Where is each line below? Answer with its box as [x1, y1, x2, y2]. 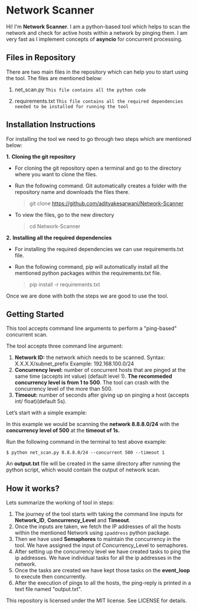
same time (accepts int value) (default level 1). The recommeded [14, 372, 172, 380]
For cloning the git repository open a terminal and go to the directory [14, 164, 182, 172]
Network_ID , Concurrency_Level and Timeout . [14, 517, 131, 524]
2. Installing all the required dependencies [6, 234, 112, 241]
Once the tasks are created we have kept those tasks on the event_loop [14, 567, 191, 574]
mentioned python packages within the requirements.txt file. [14, 269, 162, 276]
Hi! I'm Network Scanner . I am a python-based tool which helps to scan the [6, 23, 191, 30]
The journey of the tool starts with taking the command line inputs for [14, 510, 183, 517]
